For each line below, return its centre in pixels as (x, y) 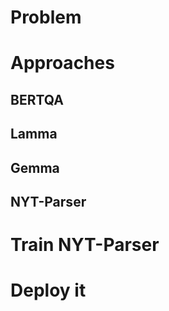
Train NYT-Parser (85, 245)
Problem (46, 17)
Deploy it (48, 290)
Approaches (62, 63)
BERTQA (37, 99)
